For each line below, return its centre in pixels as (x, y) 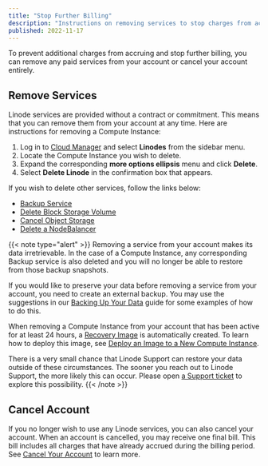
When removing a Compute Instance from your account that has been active (134, 327)
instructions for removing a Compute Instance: (85, 132)
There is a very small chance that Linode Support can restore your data (125, 359)
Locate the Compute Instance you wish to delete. (100, 156)
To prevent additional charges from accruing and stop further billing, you (128, 54)
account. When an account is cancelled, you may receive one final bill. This (132, 437)
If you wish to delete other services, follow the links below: (104, 188)
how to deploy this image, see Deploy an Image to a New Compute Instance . (134, 344)
